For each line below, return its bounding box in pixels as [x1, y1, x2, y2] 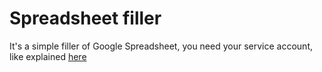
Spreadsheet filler [9, 7, 162, 30]
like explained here [9, 50, 87, 62]
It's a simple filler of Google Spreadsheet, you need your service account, [9, 40, 313, 52]
